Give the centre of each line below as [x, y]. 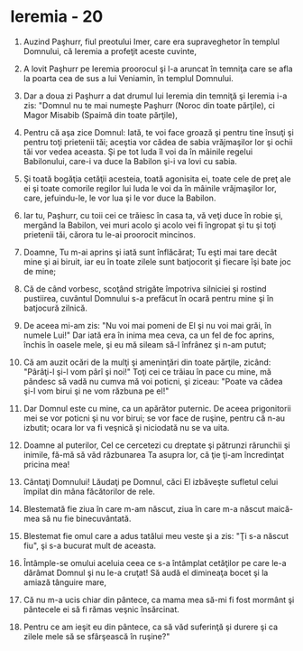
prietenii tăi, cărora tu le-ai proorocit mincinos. [110, 234]
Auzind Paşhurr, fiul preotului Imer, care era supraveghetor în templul [151, 42]
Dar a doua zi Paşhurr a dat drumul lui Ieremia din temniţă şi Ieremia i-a [155, 96]
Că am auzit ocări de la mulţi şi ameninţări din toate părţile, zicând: [147, 362]
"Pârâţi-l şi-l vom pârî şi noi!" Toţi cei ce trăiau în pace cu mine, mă [147, 371]
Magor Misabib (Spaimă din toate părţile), [101, 115]
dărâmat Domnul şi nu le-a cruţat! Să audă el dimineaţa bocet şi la [146, 572]
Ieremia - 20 [57, 17]
